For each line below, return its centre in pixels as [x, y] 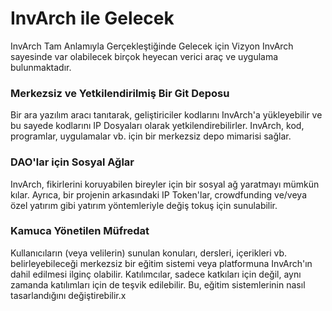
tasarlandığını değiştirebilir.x [68, 295]
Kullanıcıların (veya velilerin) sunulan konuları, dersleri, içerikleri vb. [149, 253]
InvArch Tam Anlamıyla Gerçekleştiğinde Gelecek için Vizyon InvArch [152, 46]
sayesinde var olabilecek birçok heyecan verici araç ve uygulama [144, 56]
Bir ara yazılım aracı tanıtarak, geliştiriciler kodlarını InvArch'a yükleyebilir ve [166, 115]
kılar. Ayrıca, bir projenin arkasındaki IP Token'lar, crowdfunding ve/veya [159, 194]
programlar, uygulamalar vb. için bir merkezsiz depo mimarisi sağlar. [151, 136]
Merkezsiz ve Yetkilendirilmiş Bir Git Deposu [120, 93]
